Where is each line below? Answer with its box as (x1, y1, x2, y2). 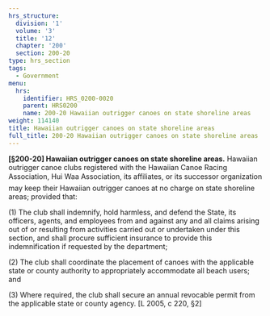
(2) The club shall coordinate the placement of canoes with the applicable (8, 257, 255, 267)
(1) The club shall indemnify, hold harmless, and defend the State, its (8, 207, 237, 217)
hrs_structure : (8, 11, 60, 20)
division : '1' (15, 19, 63, 27)
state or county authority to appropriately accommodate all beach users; (8, 265, 251, 275)
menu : (8, 79, 27, 87)
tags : (8, 64, 27, 73)
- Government (15, 72, 60, 80)
